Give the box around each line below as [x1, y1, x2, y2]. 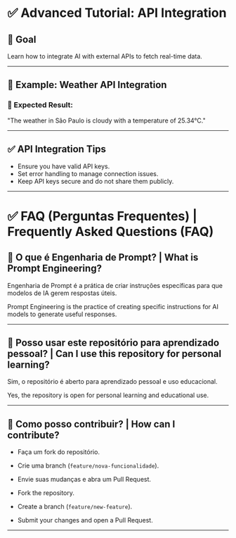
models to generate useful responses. [7, 310, 117, 318]
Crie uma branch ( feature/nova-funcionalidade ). [17, 461, 159, 470]
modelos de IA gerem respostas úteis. [7, 289, 117, 297]
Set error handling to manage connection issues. [17, 169, 159, 177]
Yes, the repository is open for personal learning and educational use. [7, 391, 209, 399]
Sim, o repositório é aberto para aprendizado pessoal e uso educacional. [7, 377, 218, 386]
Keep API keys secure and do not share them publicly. [17, 177, 174, 185]
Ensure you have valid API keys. [17, 162, 110, 170]
